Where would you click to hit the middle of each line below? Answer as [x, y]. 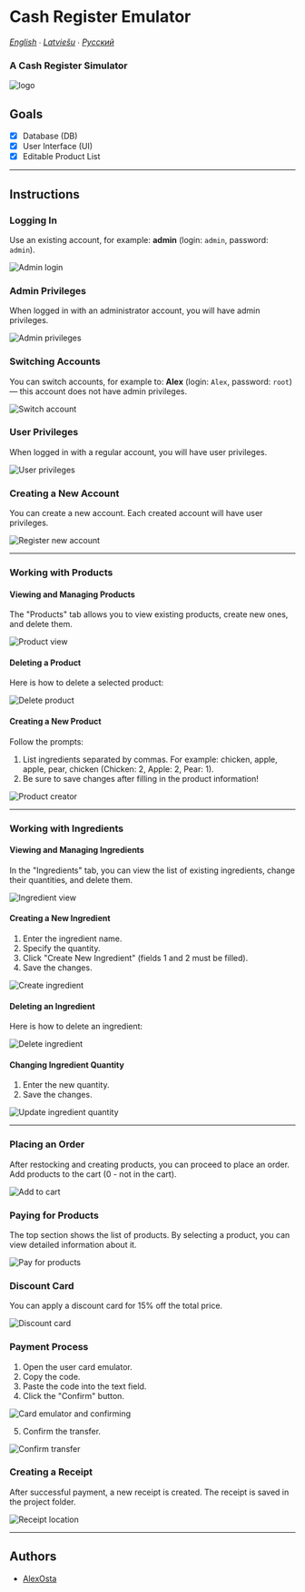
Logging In [33, 220]
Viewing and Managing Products [73, 594]
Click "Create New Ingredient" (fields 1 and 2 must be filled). [135, 958]
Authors [33, 1557]
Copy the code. [51, 1376]
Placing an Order [47, 1144]
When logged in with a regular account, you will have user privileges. [138, 451]
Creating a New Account [64, 493]
